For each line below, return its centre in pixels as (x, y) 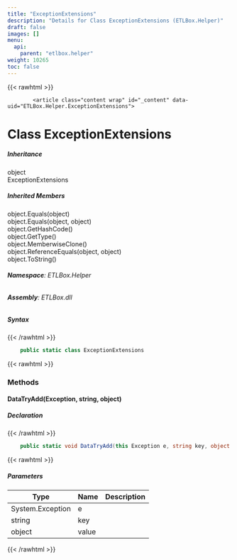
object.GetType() (32, 236)
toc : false (23, 67)
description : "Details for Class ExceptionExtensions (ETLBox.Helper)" (115, 21)
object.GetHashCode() (40, 229)
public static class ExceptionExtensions (82, 350)
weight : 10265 (28, 60)
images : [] (23, 34)
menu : (15, 40)
